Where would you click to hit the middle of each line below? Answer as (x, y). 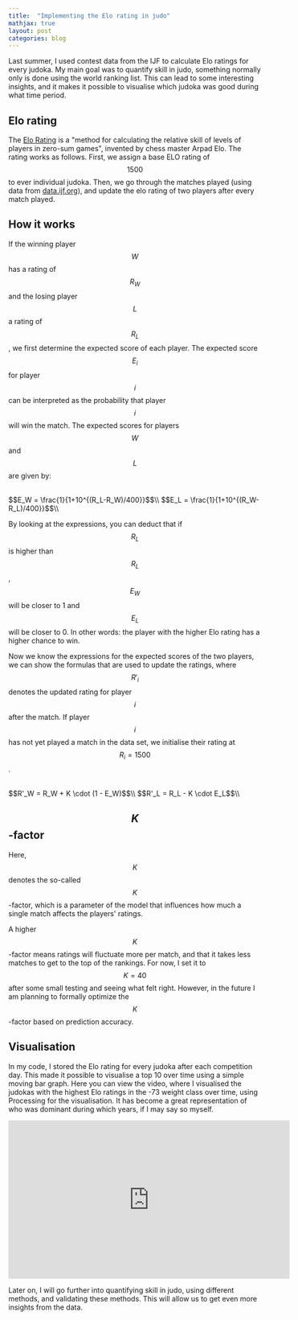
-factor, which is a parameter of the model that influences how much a (125, 905)
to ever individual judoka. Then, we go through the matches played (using (130, 183)
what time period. (37, 95)
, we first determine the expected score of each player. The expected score (133, 348)
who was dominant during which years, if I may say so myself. (111, 1109)
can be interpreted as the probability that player (87, 401)
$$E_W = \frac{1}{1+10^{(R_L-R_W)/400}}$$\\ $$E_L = (98, 500)
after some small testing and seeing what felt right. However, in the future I (132, 988)
